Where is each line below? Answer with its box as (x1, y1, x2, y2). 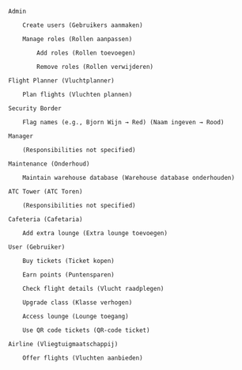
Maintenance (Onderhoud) (8, 160, 90, 168)
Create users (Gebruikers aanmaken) (22, 21, 144, 29)
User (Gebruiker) (8, 243, 66, 251)
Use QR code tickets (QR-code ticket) (22, 326, 150, 334)
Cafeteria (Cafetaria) (8, 216, 83, 223)
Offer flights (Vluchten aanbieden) (22, 354, 144, 362)
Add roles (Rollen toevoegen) (36, 49, 136, 57)
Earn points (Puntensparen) (22, 271, 115, 279)
